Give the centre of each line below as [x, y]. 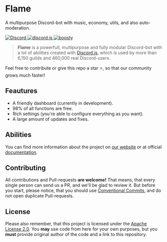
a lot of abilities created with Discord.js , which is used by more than [87, 53]
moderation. [18, 28]
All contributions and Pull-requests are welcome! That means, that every [80, 180]
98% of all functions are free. [43, 108]
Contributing [25, 168]
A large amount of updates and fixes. [50, 119]
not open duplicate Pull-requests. [39, 196]
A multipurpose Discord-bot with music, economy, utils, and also [72, 23]
